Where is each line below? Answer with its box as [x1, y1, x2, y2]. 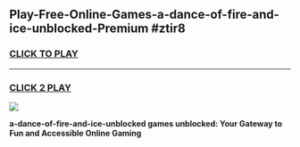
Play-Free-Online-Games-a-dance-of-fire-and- [9, 7, 279, 22]
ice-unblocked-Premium [9, 21, 149, 37]
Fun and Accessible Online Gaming [9, 127, 142, 138]
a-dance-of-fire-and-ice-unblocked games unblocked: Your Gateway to [9, 118, 283, 128]
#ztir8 [151, 21, 186, 37]
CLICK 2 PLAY [9, 81, 71, 94]
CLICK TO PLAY [9, 48, 79, 61]
